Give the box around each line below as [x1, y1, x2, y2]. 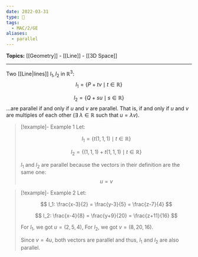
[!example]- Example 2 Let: [20, 189, 87, 196]
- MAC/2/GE [11, 25, 38, 31]
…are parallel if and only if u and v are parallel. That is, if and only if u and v [6, 105, 189, 112]
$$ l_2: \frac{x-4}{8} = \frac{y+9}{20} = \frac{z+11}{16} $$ [35, 212, 178, 219]
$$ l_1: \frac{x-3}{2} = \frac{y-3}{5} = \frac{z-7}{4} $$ [40, 201, 173, 208]
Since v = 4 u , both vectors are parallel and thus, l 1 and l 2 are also [20, 236, 179, 245]
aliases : [6, 31, 28, 37]
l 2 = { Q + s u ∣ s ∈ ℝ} [73, 94, 125, 103]
